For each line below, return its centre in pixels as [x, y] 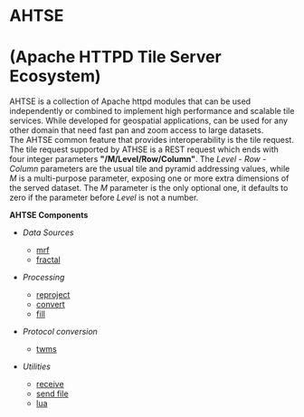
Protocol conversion [60, 332]
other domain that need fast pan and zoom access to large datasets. [137, 130]
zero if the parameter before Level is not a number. [104, 198]
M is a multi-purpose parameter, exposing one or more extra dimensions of [149, 178]
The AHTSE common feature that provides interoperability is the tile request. [152, 140]
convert [50, 305]
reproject [53, 295]
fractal [48, 260]
